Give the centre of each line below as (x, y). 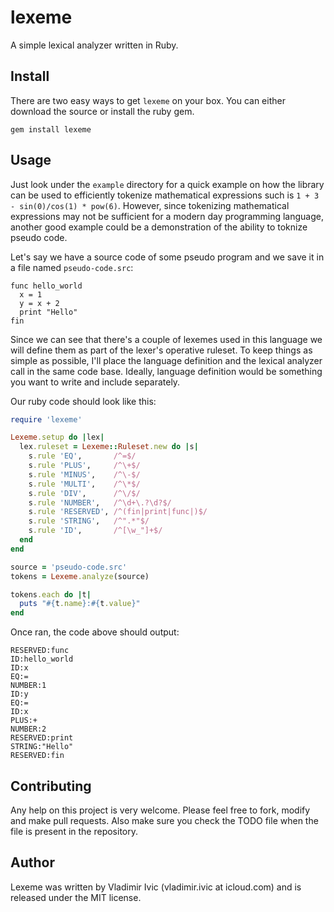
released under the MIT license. (76, 897)
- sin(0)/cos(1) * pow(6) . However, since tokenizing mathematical (150, 205)
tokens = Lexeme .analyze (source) (80, 576)
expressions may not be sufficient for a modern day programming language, (167, 216)
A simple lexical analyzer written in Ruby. (94, 45)
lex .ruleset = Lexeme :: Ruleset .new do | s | (109, 447)
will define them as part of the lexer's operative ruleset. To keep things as (161, 350)
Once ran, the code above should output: (95, 632)
